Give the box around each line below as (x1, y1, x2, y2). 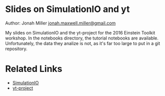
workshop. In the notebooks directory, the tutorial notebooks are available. (5, 35, 159, 41)
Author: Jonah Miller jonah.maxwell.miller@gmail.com (5, 20, 116, 26)
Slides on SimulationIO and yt (5, 3, 130, 15)
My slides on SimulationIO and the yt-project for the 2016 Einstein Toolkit (5, 29, 155, 35)
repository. (5, 45, 27, 51)
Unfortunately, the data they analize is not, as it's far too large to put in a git (5, 40, 160, 46)
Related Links (5, 63, 62, 74)
